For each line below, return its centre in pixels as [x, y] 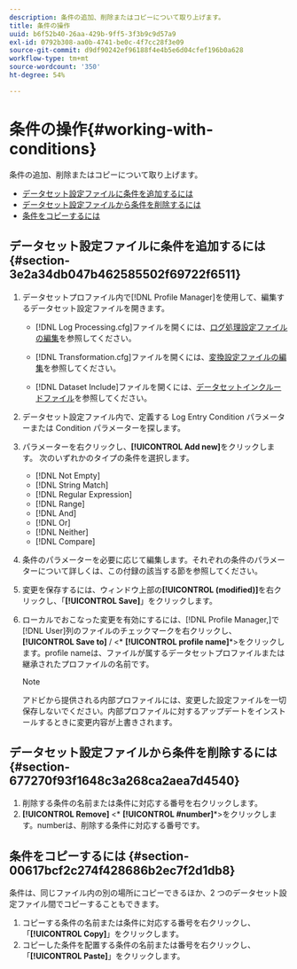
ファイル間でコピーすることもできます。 [90, 904]
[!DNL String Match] [72, 485]
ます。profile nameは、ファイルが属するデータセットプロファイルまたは [153, 653]
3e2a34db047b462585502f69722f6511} [125, 274]
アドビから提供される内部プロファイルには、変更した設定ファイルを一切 [154, 699]
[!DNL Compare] [65, 541]
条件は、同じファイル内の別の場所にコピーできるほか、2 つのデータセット [145, 893]
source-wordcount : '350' [55, 67]
